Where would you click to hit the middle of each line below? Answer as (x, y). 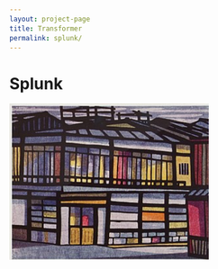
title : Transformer (46, 28)
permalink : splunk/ (46, 38)
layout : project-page (50, 19)
